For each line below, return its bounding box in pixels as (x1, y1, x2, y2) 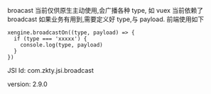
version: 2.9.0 (7, 80, 48, 88)
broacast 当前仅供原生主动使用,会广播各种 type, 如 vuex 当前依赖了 (7, 6, 204, 14)
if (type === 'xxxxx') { (13, 35, 87, 42)
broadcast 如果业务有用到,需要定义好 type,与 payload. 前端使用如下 (7, 15, 205, 23)
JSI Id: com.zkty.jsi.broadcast (7, 66, 94, 74)
